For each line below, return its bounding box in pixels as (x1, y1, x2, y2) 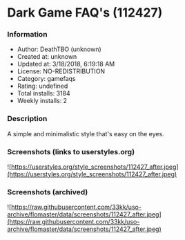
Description (7, 114, 48, 124)
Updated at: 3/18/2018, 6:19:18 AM (17, 60, 115, 68)
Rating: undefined (17, 82, 68, 91)
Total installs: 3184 (17, 89, 70, 98)
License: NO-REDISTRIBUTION (17, 67, 106, 75)
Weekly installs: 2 (17, 97, 68, 105)
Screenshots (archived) (7, 187, 88, 196)
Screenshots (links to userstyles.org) (7, 147, 135, 156)
